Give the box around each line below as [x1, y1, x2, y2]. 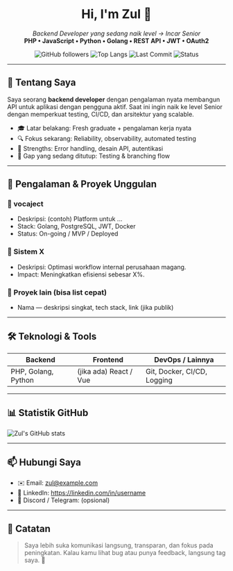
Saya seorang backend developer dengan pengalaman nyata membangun [7, 95, 221, 104]
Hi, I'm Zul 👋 [81, 6, 152, 22]
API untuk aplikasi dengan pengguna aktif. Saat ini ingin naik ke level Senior [7, 102, 223, 110]
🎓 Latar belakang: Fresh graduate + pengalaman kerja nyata [17, 124, 192, 132]
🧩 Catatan [7, 522, 51, 534]
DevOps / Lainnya [153, 354, 214, 364]
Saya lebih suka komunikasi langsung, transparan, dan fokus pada [24, 541, 214, 549]
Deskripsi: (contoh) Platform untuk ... [17, 215, 123, 223]
